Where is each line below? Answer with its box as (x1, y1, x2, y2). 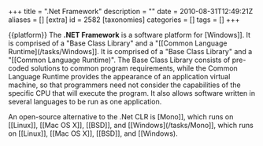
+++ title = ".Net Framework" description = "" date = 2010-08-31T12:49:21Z (8, 7, 254, 16)
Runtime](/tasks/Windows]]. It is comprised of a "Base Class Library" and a (8, 47, 253, 56)
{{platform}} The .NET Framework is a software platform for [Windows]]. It (8, 31, 250, 39)
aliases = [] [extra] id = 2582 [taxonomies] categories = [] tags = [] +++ (8, 15, 240, 24)
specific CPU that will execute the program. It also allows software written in (8, 89, 256, 97)
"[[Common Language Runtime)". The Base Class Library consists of (8, 55, 231, 64)
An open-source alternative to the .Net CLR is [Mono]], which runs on (8, 112, 234, 121)
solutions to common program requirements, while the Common (30, 64, 238, 73)
